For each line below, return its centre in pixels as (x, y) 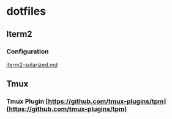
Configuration (28, 52)
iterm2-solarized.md (32, 64)
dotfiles (26, 11)
